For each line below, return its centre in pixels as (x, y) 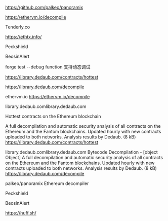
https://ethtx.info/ (24, 37)
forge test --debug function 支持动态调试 (48, 67)
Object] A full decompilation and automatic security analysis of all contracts (84, 157)
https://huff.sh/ (21, 213)
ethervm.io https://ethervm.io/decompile (48, 97)
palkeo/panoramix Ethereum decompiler (47, 183)
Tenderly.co (18, 27)
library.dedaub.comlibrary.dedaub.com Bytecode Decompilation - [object (81, 152)
